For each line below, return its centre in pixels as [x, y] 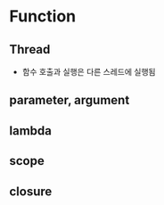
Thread [30, 49]
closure [31, 191]
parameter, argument [70, 100]
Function [43, 16]
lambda [30, 131]
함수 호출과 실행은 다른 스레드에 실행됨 [89, 72]
